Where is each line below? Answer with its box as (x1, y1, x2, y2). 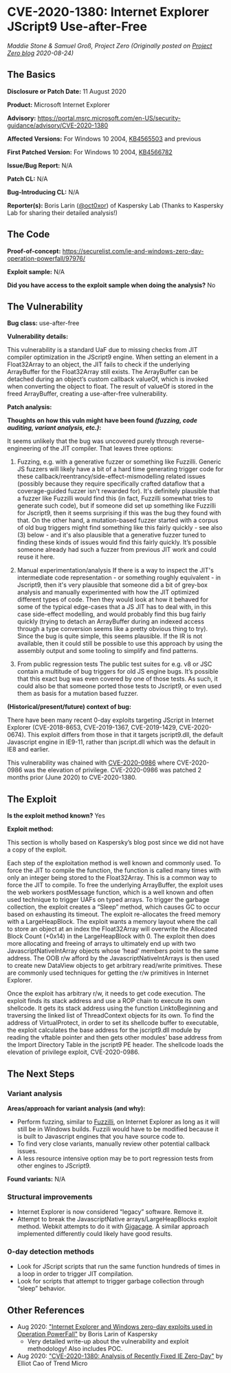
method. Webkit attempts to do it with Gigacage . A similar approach (16, 1222, 209, 1230)
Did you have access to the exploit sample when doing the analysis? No (7, 280, 216, 289)
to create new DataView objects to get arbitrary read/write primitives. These (7, 962, 222, 970)
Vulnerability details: (7, 332, 69, 341)
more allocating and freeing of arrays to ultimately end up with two (7, 940, 196, 948)
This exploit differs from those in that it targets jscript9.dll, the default (27, 731, 223, 739)
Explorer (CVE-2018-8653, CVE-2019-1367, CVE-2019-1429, (7, 723, 178, 732)
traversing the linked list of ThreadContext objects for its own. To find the (7, 1011, 214, 1020)
